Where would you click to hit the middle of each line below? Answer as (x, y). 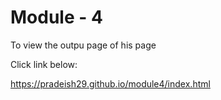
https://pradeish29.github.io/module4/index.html (110, 83)
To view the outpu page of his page (83, 45)
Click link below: (44, 64)
